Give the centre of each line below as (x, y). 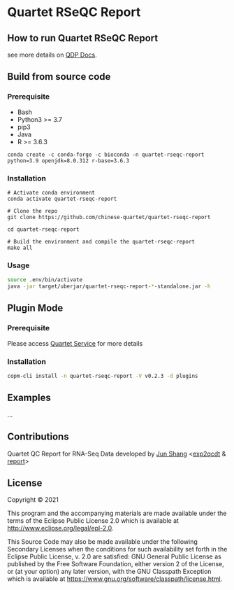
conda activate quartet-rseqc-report (62, 199)
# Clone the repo (32, 211)
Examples (29, 398)
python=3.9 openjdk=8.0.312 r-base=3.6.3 (68, 161)
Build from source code (59, 77)
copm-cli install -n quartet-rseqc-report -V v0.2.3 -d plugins (103, 376)
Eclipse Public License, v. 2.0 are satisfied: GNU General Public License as (114, 556)
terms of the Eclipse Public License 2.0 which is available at (93, 521)
